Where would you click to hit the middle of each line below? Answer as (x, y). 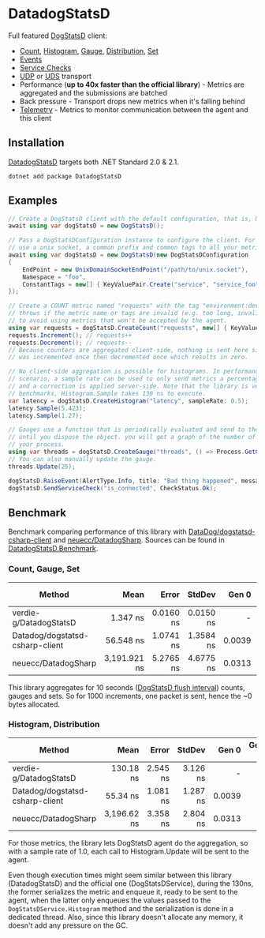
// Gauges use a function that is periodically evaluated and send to (127, 430)
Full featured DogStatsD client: (58, 36)
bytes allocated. (34, 704)
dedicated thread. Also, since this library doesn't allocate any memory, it (126, 917)
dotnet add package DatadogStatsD (65, 176)
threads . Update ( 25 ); (42, 467)
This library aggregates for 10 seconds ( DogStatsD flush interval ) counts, (127, 687)
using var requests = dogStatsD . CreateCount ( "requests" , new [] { (118, 328)
